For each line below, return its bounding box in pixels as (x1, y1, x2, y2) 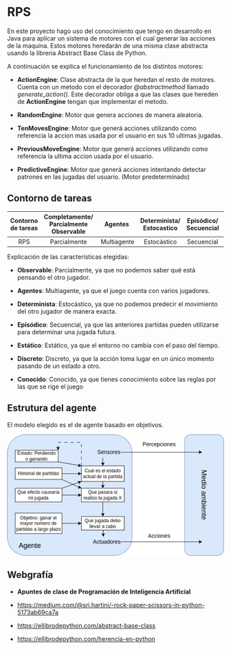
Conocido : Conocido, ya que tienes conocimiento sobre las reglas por (16, 376, 217, 383)
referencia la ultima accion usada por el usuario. (16, 152, 154, 160)
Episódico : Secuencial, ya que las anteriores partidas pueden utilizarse (16, 321, 219, 329)
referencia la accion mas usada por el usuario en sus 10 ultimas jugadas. (16, 131, 223, 140)
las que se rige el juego (16, 382, 84, 391)
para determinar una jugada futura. (16, 328, 117, 336)
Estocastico (143, 224, 178, 232)
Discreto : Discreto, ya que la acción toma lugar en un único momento (16, 355, 214, 362)
